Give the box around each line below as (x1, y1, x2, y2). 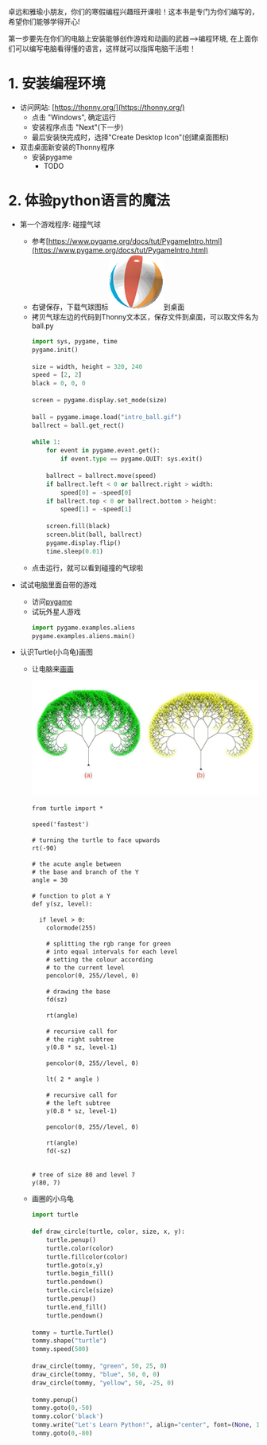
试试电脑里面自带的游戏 (19, 580, 97, 589)
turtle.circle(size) (46, 1286, 114, 1294)
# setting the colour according (46, 956, 153, 964)
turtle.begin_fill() (46, 1270, 114, 1278)
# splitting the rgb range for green (46, 940, 171, 948)
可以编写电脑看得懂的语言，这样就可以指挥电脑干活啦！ (14, 44, 196, 53)
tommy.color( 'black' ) (31, 1412, 103, 1420)
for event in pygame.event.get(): (46, 447, 161, 455)
